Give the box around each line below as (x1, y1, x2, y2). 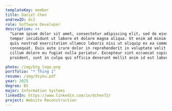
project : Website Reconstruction (5, 98, 77, 103)
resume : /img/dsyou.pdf (5, 74, 56, 79)
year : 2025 (5, 79, 29, 84)
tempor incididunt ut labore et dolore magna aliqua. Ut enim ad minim (10, 36, 166, 41)
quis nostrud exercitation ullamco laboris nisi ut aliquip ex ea (10, 41, 155, 46)
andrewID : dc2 (5, 17, 36, 22)
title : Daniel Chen (5, 12, 47, 17)
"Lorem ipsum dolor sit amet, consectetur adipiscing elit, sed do (10, 31, 157, 36)
